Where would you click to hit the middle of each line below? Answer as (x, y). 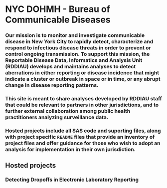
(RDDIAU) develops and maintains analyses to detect (71, 67)
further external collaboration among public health (68, 111)
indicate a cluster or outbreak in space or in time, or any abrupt (83, 79)
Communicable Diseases (58, 20)
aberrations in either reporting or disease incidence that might (82, 73)
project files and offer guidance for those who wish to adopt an (83, 143)
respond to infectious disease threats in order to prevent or (78, 48)
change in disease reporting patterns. (52, 85)
